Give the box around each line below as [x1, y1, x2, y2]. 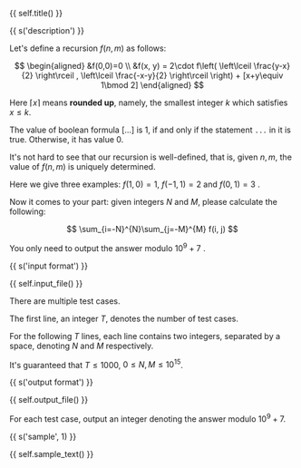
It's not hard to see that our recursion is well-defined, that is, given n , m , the [9, 151, 293, 162]
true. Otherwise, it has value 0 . [9, 134, 124, 144]
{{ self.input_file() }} [9, 278, 83, 288]
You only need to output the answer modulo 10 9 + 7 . [9, 241, 206, 253]
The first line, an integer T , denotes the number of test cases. [9, 313, 238, 324]
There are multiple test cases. [9, 295, 121, 307]
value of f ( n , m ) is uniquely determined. [9, 161, 156, 171]
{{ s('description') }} [9, 25, 84, 35]
